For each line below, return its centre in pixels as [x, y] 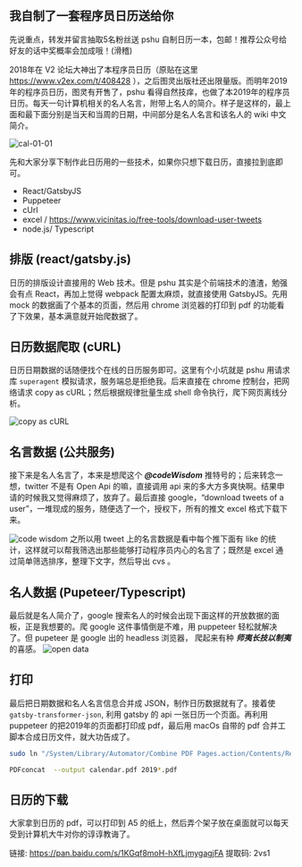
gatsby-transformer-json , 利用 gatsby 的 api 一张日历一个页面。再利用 [138, 714]
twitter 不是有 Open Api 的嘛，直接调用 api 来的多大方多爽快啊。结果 [151, 487]
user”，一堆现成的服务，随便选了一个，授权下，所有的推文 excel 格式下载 [145, 509]
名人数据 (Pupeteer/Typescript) [98, 592]
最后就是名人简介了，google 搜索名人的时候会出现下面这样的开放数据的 [141, 616]
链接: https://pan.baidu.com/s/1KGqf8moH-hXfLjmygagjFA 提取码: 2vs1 [140, 854]
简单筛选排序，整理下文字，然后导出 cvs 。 [96, 561]
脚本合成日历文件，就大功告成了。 [72, 736]
